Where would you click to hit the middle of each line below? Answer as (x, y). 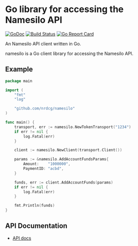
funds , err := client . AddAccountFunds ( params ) (64, 182)
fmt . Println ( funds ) (35, 206)
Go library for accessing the (64, 9)
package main (19, 81)
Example (19, 69)
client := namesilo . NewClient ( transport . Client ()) (68, 150)
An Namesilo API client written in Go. (43, 43)
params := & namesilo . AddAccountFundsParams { (61, 159)
